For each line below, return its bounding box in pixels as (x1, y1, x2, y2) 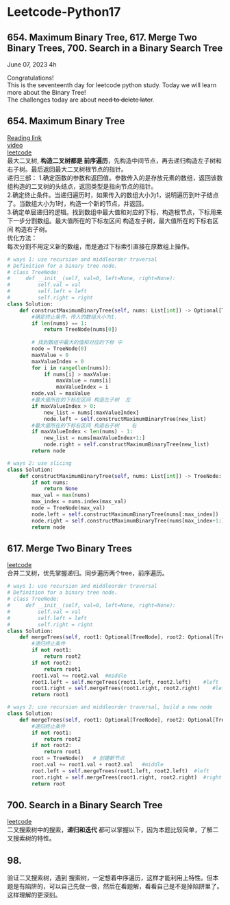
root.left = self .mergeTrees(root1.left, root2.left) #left (31, 767, 210, 775)
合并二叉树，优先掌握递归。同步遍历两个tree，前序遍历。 (7, 569, 168, 577)
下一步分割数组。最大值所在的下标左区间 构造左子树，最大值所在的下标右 (7, 216, 213, 225)
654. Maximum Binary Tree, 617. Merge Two (7, 32, 197, 43)
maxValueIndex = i (55, 384, 109, 391)
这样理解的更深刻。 (7, 891, 62, 900)
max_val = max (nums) (31, 492, 90, 499)
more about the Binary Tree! (7, 89, 86, 96)
